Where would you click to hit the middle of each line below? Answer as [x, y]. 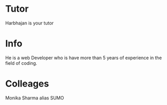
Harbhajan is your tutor [30, 23]
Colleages [27, 84]
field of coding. [21, 63]
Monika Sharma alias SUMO [35, 98]
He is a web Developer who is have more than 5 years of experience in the [83, 58]
